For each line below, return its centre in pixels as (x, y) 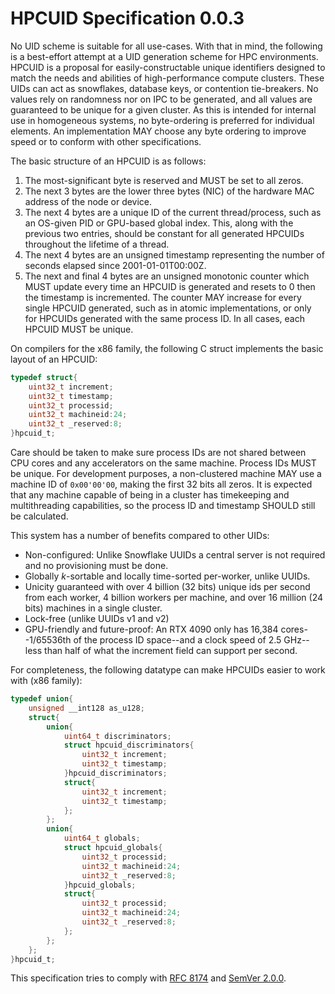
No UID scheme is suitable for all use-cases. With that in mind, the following (166, 46)
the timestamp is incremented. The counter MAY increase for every (163, 297)
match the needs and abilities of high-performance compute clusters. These (167, 78)
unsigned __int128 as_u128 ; (86, 708)
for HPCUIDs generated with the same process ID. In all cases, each (164, 318)
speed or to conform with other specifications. (106, 141)
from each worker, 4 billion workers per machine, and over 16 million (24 (173, 598)
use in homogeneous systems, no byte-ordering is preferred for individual (162, 120)
